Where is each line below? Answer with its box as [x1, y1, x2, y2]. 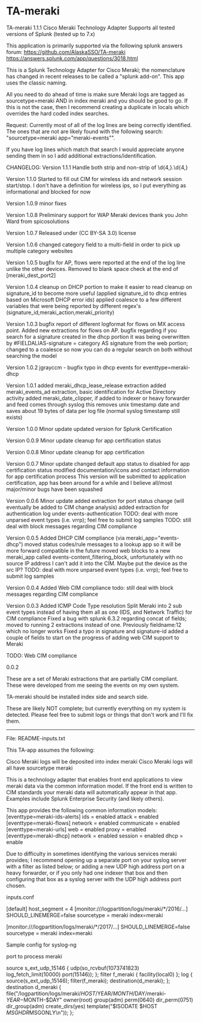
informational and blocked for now [6, 188, 91, 195]
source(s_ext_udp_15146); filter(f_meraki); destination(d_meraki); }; [6, 977, 170, 984]
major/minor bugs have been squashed [6, 486, 103, 493]
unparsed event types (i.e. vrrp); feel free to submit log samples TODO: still [6, 516, 191, 523]
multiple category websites [6, 247, 73, 254]
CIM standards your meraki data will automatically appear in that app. [6, 788, 178, 795]
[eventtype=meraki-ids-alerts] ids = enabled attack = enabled [6, 813, 159, 820]
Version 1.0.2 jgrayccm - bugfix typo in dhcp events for [6, 364, 142, 371]
